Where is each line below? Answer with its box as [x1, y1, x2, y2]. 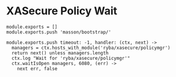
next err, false [17, 66, 58, 72]
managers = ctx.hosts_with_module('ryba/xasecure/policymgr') [11, 45, 171, 51]
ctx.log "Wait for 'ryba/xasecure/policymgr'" [11, 55, 130, 61]
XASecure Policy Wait [6, 4, 118, 18]
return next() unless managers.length [11, 50, 109, 56]
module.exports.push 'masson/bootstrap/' [6, 29, 112, 35]
